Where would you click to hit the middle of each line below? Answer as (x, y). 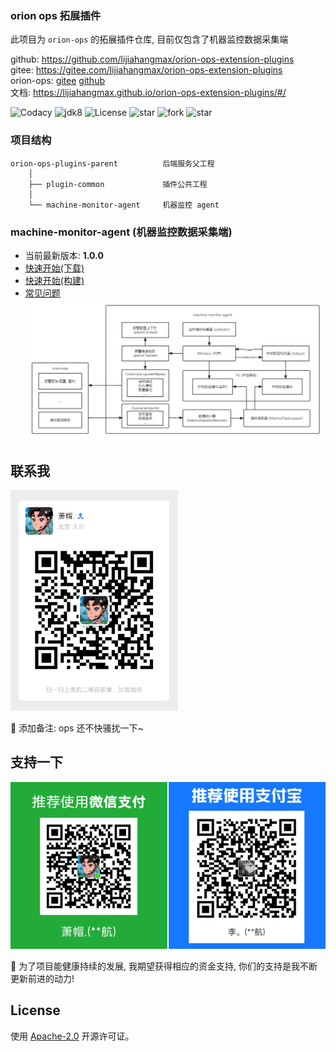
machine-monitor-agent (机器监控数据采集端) (121, 232)
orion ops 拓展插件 (56, 15)
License (35, 1010)
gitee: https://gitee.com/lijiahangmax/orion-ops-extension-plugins (146, 70)
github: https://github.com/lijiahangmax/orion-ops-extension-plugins (152, 59)
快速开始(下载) (54, 268)
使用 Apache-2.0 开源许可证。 (72, 1036)
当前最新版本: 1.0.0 (64, 255)
